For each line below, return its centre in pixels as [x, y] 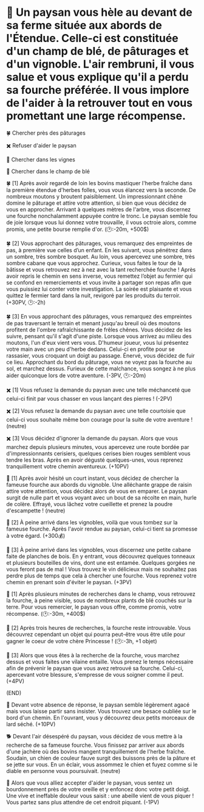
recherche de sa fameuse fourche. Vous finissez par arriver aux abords [95, 745]
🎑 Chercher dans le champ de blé [48, 171]
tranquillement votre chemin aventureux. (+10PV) [68, 466]
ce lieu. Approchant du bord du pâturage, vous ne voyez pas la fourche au [99, 362]
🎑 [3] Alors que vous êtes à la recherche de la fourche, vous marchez [93, 655]
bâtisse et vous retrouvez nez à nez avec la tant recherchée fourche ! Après [101, 269]
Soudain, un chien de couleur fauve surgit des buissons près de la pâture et [101, 758]
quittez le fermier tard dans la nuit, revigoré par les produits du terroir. [93, 295]
